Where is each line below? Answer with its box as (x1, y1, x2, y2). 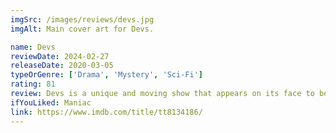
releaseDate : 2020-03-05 (10, 61, 114, 71)
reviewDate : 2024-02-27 (10, 51, 110, 61)
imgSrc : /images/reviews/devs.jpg (10, 14, 155, 25)
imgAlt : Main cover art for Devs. (10, 24, 155, 34)
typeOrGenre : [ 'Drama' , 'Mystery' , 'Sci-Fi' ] (10, 70, 203, 80)
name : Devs (10, 42, 56, 52)
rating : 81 (10, 79, 56, 90)
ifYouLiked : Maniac (10, 97, 92, 108)
